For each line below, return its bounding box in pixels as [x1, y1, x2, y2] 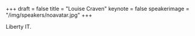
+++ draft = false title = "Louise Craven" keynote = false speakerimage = [6, 5, 190, 12]
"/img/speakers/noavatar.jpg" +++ [6, 11, 93, 19]
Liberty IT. [6, 23, 32, 30]
